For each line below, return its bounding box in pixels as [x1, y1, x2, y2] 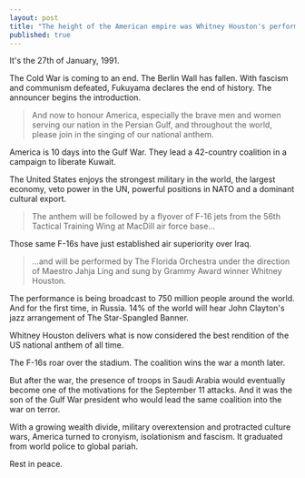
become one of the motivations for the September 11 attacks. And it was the [9, 384, 293, 396]
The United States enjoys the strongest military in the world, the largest [9, 174, 276, 185]
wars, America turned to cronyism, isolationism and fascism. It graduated [9, 432, 283, 442]
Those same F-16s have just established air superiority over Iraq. [9, 239, 252, 249]
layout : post [9, 13, 59, 23]
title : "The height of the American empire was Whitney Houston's [9, 22, 266, 31]
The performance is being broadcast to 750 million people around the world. [9, 293, 295, 304]
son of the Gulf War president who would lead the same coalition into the [9, 394, 282, 405]
